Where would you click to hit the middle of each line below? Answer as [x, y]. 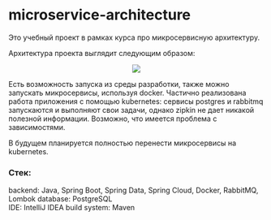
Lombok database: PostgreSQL [60, 199]
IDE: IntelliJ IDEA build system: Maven [72, 208]
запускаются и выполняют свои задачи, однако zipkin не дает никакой [131, 110]
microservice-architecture [100, 15]
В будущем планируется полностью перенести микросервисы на [123, 143]
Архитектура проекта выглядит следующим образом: [102, 53]
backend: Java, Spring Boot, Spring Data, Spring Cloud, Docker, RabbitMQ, [133, 190]
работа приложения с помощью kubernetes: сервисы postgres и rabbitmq [136, 101]
